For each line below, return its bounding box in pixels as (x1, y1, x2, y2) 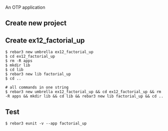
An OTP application (5, 5, 45, 10)
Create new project (5, 19, 67, 27)
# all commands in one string (5, 85, 69, 90)
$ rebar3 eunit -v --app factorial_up (5, 121, 87, 126)
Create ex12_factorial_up (5, 36, 85, 45)
